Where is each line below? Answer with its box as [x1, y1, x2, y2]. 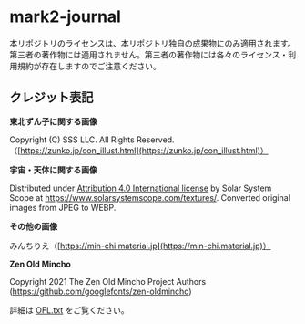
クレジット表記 [9, 89, 94, 106]
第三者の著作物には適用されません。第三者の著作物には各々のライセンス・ [9, 48, 289, 60]
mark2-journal [9, 6, 121, 27]
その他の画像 [9, 221, 57, 232]
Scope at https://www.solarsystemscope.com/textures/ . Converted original [9, 192, 291, 203]
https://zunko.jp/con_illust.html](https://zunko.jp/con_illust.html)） [20, 144, 269, 156]
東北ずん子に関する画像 [9, 116, 97, 127]
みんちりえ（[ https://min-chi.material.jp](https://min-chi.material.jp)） [9, 240, 271, 251]
